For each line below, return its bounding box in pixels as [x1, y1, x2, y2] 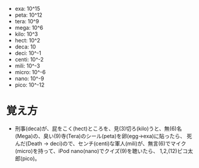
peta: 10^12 [14, 11, 43, 19]
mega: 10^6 [14, 24, 44, 31]
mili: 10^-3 [14, 62, 41, 69]
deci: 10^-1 [14, 50, 42, 56]
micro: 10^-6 [14, 69, 46, 75]
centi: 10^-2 [14, 56, 44, 63]
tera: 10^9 [14, 18, 39, 25]
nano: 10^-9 [14, 75, 44, 82]
